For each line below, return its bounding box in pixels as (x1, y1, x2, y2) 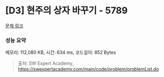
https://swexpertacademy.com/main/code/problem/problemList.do (17, 66, 159, 72)
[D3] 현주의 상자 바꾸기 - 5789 (5, 5, 128, 16)
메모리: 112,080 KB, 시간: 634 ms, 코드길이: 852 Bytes (5, 49, 116, 55)
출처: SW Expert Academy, (17, 60, 74, 67)
